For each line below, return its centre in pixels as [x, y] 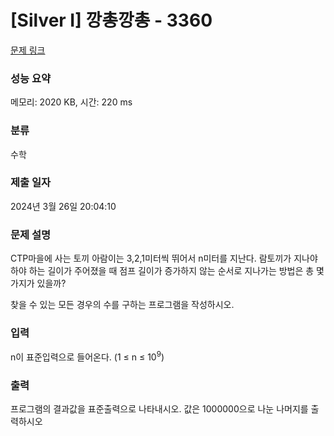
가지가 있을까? [38, 283]
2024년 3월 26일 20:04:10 [63, 206]
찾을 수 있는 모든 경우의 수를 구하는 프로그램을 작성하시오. [122, 305]
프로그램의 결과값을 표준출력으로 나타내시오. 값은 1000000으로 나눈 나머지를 [159, 409]
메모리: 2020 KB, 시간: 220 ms [71, 102]
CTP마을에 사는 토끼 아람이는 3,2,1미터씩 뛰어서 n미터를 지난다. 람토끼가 [151, 258]
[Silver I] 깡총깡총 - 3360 [111, 20]
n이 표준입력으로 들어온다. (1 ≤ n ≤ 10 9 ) [87, 356]
